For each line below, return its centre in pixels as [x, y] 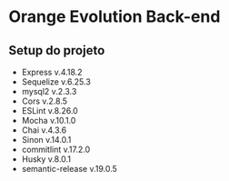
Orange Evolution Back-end [114, 17]
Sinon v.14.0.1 [46, 140]
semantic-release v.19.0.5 [69, 169]
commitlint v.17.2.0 [56, 149]
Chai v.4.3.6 [44, 130]
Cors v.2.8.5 [45, 101]
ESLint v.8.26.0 [50, 111]
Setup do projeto [57, 50]
